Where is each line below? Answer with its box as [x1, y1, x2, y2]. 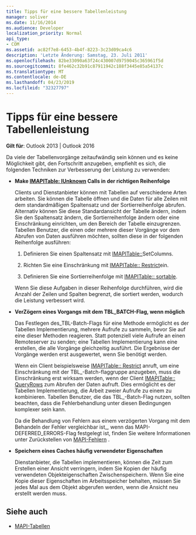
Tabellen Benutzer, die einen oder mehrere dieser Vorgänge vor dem [14, 226, 180, 233]
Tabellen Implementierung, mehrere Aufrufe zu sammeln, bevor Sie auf [14, 325, 186, 332]
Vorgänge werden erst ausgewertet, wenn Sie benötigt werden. [14, 351, 168, 358]
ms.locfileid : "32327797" [6, 85, 69, 91]
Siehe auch [6, 507, 48, 517]
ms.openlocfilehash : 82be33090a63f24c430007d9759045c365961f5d [6, 58, 164, 63]
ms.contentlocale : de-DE [6, 74, 67, 80]
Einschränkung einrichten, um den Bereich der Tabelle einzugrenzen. [14, 220, 181, 227]
